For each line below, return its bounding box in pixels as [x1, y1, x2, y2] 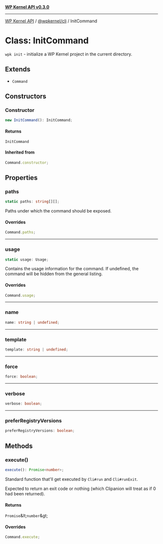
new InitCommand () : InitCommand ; [5, 118, 73, 123]
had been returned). [5, 491, 45, 496]
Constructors [5, 92, 47, 101]
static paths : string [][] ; [5, 199, 60, 204]
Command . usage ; [5, 293, 36, 298]
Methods [5, 442, 33, 450]
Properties [5, 174, 38, 182]
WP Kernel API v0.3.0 [5, 4, 49, 10]
